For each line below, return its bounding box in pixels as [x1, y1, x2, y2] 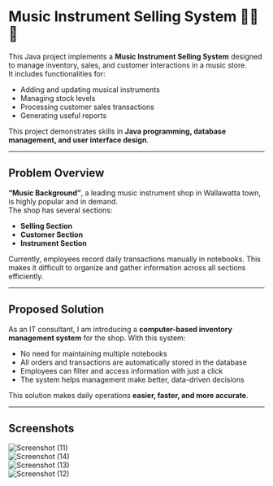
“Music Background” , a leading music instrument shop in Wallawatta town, [8, 187, 262, 198]
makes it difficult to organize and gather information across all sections [8, 262, 246, 272]
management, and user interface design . [8, 134, 149, 145]
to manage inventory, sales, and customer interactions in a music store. [8, 60, 248, 70]
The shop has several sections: [8, 205, 113, 215]
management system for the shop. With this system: [8, 333, 186, 343]
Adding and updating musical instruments [19, 85, 160, 94]
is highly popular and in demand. [8, 196, 118, 206]
